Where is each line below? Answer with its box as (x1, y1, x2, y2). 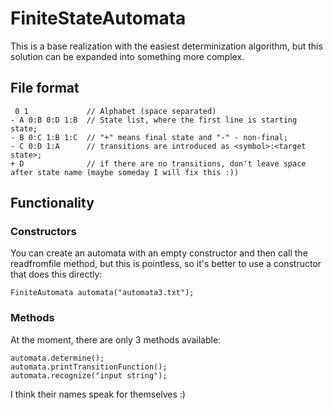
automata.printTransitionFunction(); (10, 362, 168, 372)
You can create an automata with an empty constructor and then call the (10, 247, 308, 259)
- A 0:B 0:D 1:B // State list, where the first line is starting (10, 115, 298, 125)
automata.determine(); (10, 353, 105, 363)
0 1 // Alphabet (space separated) (14, 106, 217, 116)
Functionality (10, 195, 95, 212)
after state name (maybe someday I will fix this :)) (10, 167, 240, 177)
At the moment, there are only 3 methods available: (10, 333, 222, 346)
